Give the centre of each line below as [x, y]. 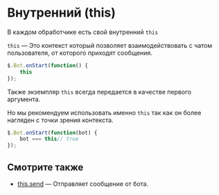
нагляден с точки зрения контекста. [60, 120]
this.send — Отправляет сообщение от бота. [83, 184]
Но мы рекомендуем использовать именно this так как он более [104, 112]
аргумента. [24, 99]
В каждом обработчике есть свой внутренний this [82, 32]
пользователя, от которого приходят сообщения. [80, 53]
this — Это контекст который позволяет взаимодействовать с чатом [110, 45]
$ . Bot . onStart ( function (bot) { [52, 133]
